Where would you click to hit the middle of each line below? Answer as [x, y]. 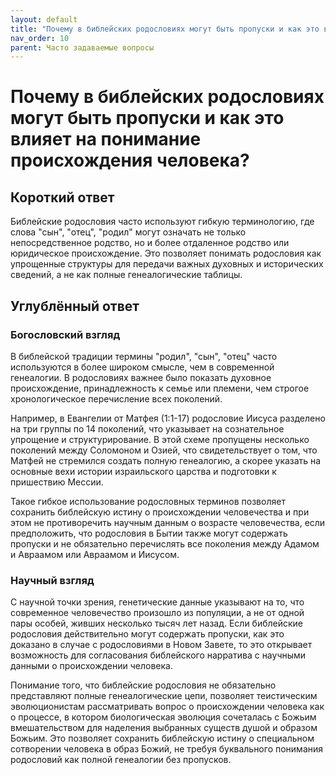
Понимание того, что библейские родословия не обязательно [143, 685]
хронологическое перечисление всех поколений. [116, 398]
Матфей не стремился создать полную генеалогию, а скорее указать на [166, 460]
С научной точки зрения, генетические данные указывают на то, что [157, 602]
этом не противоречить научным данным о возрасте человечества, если [168, 522]
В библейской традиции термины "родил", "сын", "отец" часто [144, 356]
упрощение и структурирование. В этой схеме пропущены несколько [160, 439]
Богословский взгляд [65, 334]
